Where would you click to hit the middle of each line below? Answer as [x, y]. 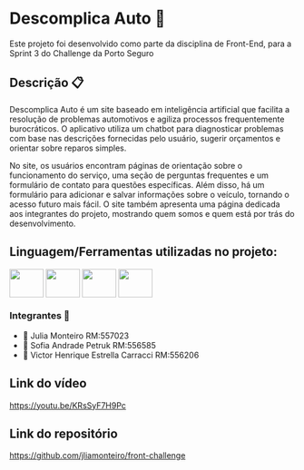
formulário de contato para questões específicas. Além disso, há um [137, 184]
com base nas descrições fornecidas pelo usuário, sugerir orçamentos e [145, 138]
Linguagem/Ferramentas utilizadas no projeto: [144, 252]
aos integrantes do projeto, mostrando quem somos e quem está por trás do [152, 213]
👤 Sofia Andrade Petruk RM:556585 [89, 345]
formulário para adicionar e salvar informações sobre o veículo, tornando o [150, 194]
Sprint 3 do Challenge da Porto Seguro [82, 53]
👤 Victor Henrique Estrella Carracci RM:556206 [111, 355]
